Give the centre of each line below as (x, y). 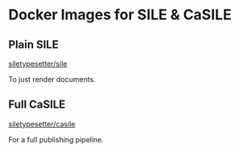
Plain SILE (33, 45)
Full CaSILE (37, 105)
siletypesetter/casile (42, 124)
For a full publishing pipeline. (56, 139)
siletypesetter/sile (38, 64)
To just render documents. (52, 79)
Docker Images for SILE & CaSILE (120, 15)
